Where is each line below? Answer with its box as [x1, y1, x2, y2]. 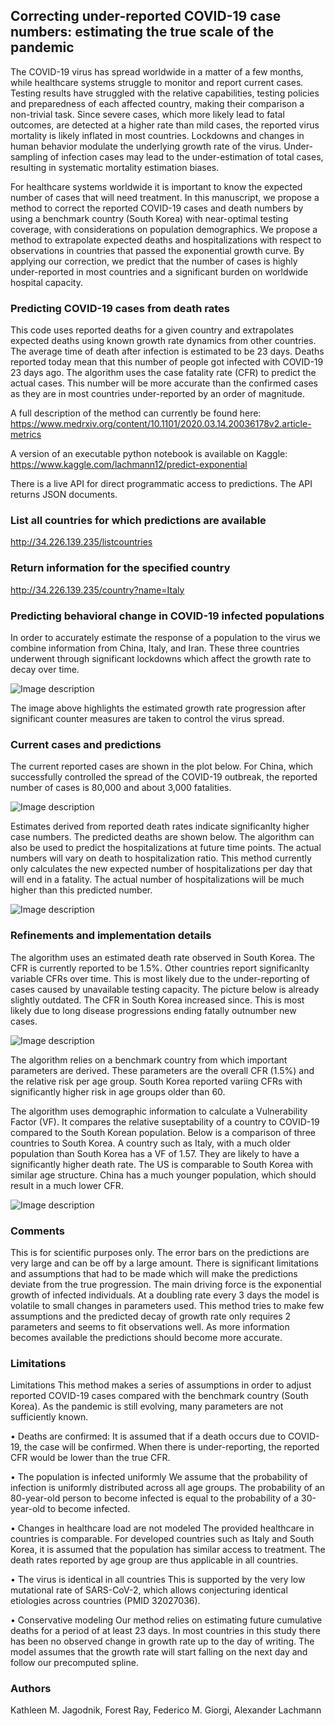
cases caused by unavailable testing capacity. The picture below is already [10, 983, 320, 995]
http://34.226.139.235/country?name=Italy [10, 584, 185, 596]
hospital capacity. [10, 276, 83, 288]
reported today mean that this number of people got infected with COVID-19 [10, 356, 324, 368]
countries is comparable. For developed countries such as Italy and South [10, 1533, 315, 1545]
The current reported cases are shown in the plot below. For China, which [10, 760, 314, 773]
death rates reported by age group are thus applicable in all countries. [10, 1554, 299, 1566]
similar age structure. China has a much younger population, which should [10, 1169, 317, 1181]
